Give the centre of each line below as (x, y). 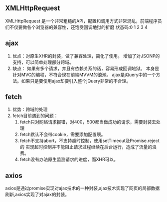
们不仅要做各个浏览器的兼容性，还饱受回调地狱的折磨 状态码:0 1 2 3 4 (77, 27)
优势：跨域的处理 (30, 109)
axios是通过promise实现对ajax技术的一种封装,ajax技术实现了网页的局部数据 (83, 188)
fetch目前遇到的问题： (35, 116)
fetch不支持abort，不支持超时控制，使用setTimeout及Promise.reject (89, 141)
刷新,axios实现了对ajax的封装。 (37, 194)
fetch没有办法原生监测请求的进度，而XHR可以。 (69, 159)
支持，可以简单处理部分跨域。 (43, 62)
